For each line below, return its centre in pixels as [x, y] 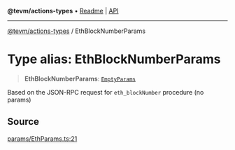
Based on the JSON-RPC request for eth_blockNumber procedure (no [106, 92]
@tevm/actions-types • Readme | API [63, 11]
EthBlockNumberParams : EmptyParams [80, 79]
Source [23, 122]
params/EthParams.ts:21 [42, 138]
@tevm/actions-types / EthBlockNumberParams [76, 31]
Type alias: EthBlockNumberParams [114, 59]
